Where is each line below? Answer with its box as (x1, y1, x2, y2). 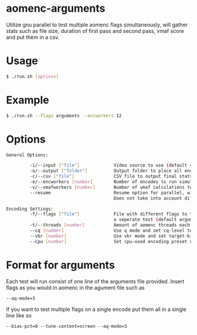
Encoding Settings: (6, 206, 54, 212)
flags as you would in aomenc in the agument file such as (6, 284, 145, 291)
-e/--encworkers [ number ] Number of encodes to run (29, 179, 177, 185)
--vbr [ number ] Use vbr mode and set (29, 233, 167, 239)
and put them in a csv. (6, 33, 60, 40)
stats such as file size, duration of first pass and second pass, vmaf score (6, 27, 185, 34)
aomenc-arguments (6, 2, 106, 15)
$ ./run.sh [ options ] (6, 73, 59, 79)
